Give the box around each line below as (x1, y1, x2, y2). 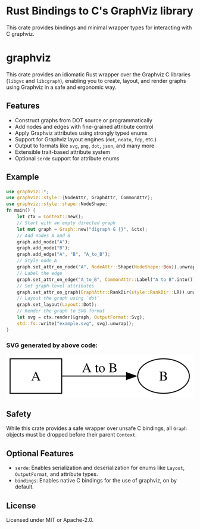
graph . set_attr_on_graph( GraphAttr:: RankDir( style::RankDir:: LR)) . (17, 289, 187, 295)
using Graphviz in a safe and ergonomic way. (6, 83, 117, 91)
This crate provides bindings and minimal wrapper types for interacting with (6, 24, 192, 31)
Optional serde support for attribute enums (14, 154, 120, 162)
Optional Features (6, 448, 74, 459)
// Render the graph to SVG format (17, 308, 105, 314)
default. (14, 483, 34, 490)
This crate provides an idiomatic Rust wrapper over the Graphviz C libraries (6, 70, 191, 78)
